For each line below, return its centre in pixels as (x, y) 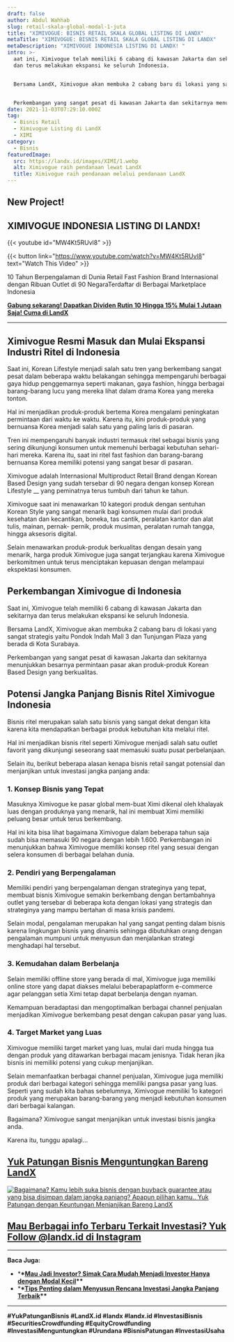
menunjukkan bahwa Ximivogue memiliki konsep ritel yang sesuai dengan (113, 847)
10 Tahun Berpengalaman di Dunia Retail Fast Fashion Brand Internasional (113, 277)
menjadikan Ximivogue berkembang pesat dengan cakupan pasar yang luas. (117, 1015)
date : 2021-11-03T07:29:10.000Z (54, 109)
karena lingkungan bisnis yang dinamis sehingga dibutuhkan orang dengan (115, 931)
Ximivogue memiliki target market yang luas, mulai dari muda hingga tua (111, 1047)
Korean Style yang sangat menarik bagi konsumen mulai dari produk (105, 512)
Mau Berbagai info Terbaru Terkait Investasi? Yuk (117, 1226)
